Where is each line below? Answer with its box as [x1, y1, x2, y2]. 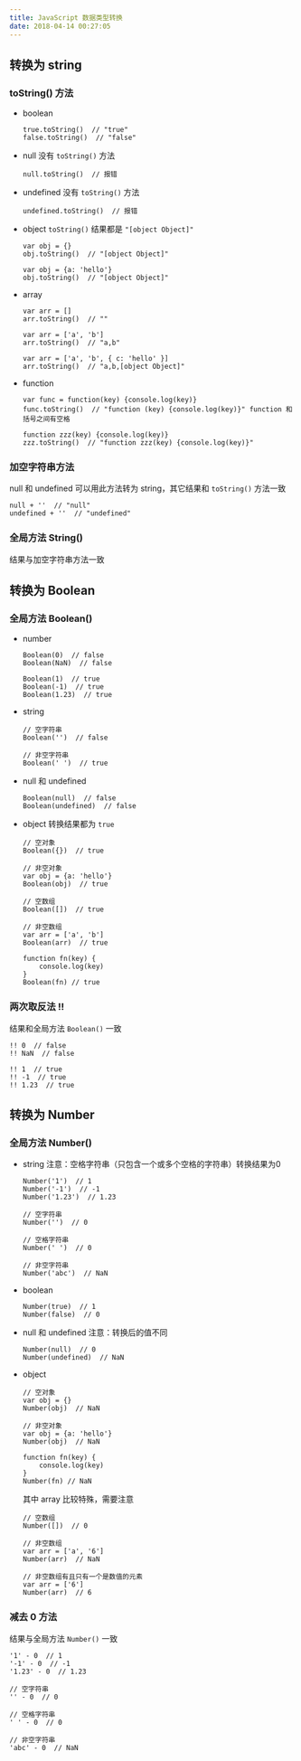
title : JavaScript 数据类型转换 [9, 13, 124, 23]
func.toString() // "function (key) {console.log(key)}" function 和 [22, 405, 294, 414]
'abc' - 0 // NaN [9, 1743, 79, 1752]
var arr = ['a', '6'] [22, 1547, 104, 1556]
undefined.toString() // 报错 [22, 207, 138, 216]
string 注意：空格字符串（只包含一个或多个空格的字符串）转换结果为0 [22, 1159, 282, 1170]
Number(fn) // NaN [22, 1477, 92, 1486]
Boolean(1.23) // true [22, 691, 113, 700]
